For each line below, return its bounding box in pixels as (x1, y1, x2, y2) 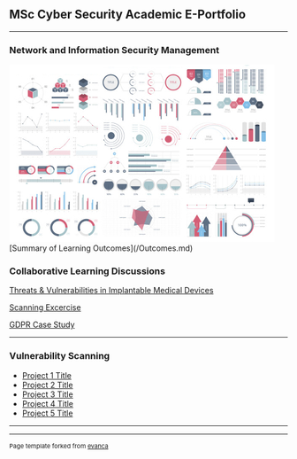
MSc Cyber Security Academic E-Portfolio (9, 7, 246, 22)
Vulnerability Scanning (9, 350, 110, 362)
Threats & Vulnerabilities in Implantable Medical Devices (9, 285, 214, 296)
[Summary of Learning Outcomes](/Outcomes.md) (9, 243, 194, 253)
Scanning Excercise (9, 302, 81, 313)
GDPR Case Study (9, 319, 75, 331)
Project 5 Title (21, 408, 73, 418)
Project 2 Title (21, 379, 73, 390)
